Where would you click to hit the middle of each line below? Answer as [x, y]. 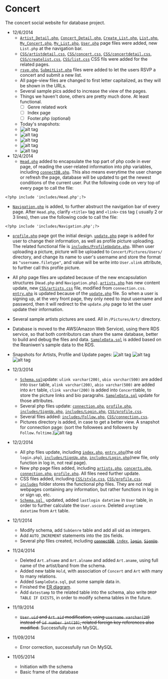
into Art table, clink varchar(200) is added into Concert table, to [85, 390]
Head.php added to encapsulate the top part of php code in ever [85, 162]
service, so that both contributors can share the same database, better [85, 334]
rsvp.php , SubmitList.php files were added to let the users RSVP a [88, 70]
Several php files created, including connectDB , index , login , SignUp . [89, 541]
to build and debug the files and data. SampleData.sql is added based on [87, 340]
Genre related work [47, 107]
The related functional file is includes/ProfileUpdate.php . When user [83, 246]
